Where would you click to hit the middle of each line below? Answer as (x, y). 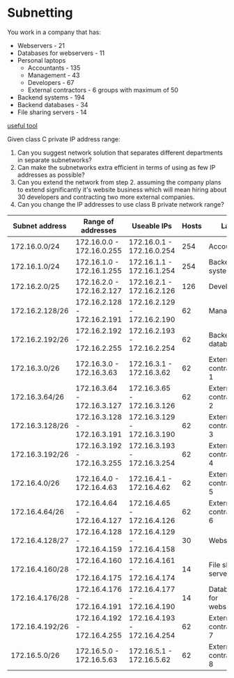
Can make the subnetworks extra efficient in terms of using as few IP (116, 167)
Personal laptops (41, 60)
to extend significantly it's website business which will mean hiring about (122, 189)
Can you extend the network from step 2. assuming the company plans (119, 182)
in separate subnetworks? (54, 160)
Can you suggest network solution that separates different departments (120, 152)
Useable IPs (152, 226)
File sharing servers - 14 (52, 112)
